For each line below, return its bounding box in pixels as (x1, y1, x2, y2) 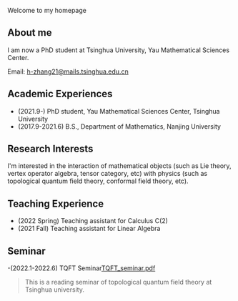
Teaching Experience (7, 197, 104, 209)
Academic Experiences (7, 88, 113, 100)
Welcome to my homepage (7, 6, 87, 14)
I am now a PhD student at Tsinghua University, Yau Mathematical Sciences (7, 46, 230, 54)
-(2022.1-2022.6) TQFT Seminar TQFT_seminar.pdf (7, 264, 156, 272)
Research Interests (7, 143, 94, 155)
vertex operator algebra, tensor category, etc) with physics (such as (7, 169, 208, 178)
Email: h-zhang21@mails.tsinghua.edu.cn (7, 67, 129, 76)
